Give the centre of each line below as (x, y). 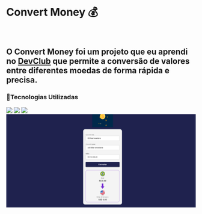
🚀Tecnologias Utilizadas (42, 97)
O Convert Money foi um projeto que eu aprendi (97, 52)
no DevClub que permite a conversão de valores (98, 61)
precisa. (22, 80)
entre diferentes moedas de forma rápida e (88, 71)
